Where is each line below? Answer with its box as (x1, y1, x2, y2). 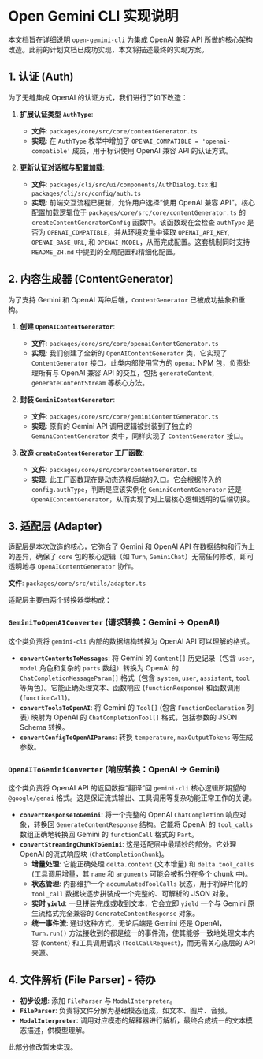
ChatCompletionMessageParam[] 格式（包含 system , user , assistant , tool (19, 673, 250, 682)
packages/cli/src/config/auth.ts (31, 190, 142, 197)
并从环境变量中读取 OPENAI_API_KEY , (113, 227, 230, 237)
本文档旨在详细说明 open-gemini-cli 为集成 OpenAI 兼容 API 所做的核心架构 (8, 35, 254, 44)
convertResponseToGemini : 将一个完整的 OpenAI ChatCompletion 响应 (19, 809, 240, 819)
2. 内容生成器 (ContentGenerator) (8, 272, 174, 286)
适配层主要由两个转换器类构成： (8, 595, 112, 605)
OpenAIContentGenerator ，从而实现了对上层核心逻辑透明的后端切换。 (31, 494, 254, 504)
